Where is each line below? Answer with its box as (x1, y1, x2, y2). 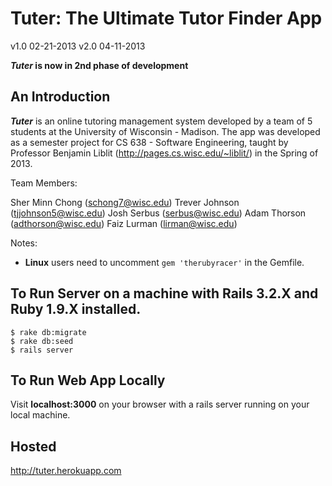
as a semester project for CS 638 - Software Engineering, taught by (10, 136, 289, 148)
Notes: (10, 237, 38, 249)
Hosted (10, 438, 57, 455)
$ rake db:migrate (10, 327, 87, 337)
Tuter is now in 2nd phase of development (10, 59, 189, 71)
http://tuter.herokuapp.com (10, 465, 122, 477)
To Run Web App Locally (10, 372, 166, 389)
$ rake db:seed (10, 336, 74, 346)
